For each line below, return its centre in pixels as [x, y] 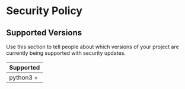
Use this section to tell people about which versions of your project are [92, 47]
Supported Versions [44, 33]
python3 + [24, 78]
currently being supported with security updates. [66, 53]
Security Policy [44, 11]
